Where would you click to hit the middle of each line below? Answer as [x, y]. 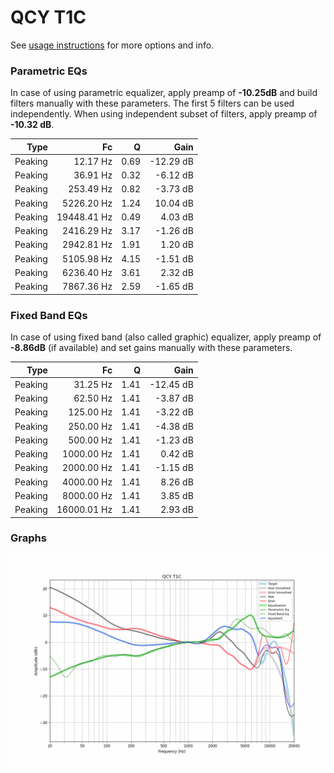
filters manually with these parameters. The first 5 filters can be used [152, 103]
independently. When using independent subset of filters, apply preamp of [164, 114]
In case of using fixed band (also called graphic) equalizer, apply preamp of [166, 337]
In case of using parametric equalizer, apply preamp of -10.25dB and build [164, 93]
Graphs [28, 538]
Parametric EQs [49, 71]
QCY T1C [48, 17]
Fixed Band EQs [49, 315]
